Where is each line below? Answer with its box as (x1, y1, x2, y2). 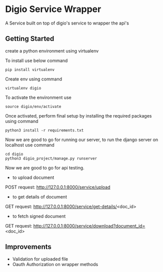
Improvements (5, 242, 51, 251)
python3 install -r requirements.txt (5, 127, 84, 133)
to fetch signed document (12, 213, 66, 219)
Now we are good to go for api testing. (5, 164, 84, 170)
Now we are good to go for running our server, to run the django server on (5, 136, 158, 142)
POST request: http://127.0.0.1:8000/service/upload (5, 184, 111, 190)
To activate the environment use (5, 94, 71, 100)
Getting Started (5, 34, 54, 43)
